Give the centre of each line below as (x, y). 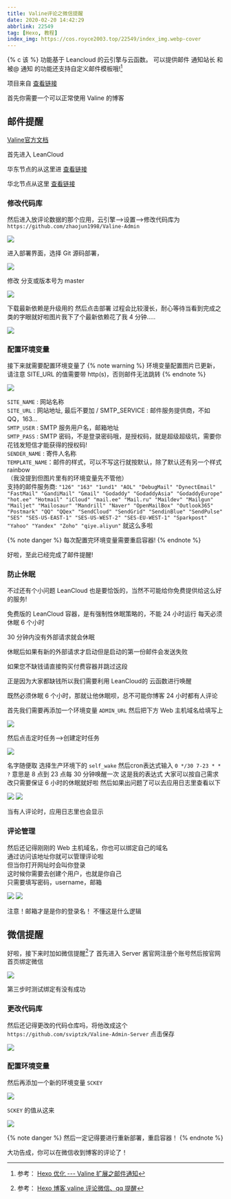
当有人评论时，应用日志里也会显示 (55, 812)
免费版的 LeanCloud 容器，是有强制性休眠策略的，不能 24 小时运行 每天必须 (115, 614)
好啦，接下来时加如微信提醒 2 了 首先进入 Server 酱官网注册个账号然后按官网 (114, 952)
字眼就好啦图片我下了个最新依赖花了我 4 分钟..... (87, 316)
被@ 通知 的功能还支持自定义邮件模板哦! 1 (65, 68)
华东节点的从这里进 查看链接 (47, 169)
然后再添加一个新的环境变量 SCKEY (55, 1082)
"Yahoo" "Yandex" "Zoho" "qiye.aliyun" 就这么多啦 (80, 525)
